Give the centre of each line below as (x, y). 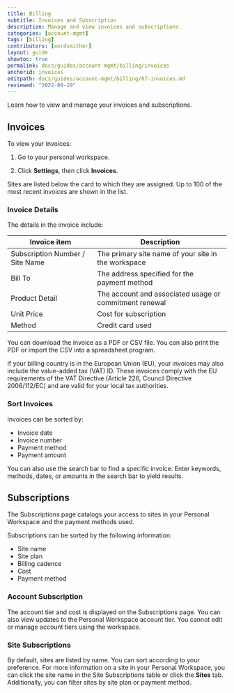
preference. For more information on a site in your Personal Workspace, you (116, 668)
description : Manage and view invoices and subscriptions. (95, 27)
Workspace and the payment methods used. (71, 522)
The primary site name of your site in (157, 254)
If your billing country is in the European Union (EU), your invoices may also (116, 364)
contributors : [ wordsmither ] (49, 46)
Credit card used (124, 325)
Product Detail (34, 299)
